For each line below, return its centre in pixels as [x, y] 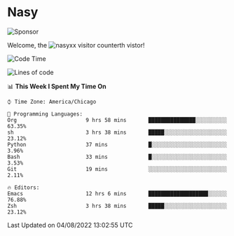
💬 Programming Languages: [45, 114]
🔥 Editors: [23, 187]
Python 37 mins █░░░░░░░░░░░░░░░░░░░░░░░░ [117, 144]
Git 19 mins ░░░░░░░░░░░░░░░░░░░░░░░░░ [117, 169]
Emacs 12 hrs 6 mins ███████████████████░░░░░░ [117, 193]
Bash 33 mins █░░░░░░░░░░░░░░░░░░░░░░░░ [117, 157]
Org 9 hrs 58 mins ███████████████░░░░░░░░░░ [117, 120]
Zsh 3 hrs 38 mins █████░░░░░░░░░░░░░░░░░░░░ [117, 206]
